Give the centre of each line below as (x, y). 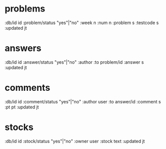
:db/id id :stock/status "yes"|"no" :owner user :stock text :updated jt (75, 141)
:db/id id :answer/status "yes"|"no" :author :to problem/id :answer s (74, 62)
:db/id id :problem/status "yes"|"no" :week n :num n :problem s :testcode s (82, 23)
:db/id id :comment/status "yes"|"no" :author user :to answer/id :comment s (83, 101)
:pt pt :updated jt (22, 107)
